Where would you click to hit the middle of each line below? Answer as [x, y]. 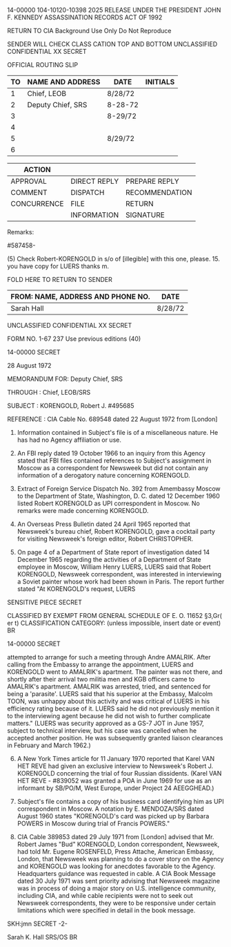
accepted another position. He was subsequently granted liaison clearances [115, 738]
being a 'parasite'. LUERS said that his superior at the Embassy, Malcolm [110, 694]
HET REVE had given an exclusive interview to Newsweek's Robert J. [115, 766]
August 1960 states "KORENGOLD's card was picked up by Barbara [113, 816]
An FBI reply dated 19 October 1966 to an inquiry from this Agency [111, 453]
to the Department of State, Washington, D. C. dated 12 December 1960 [119, 496]
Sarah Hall [27, 308]
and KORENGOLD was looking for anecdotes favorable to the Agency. [116, 866]
